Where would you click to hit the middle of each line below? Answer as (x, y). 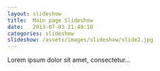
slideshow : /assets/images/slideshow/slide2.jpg (80, 40)
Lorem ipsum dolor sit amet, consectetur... (69, 60)
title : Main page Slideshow (50, 20)
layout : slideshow (34, 14)
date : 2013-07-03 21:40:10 (50, 27)
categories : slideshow (41, 33)
